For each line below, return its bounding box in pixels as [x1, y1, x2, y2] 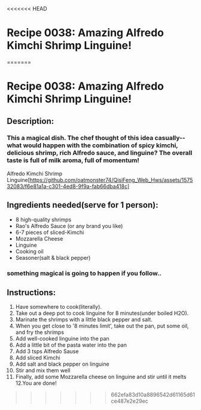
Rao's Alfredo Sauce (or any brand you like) [15, 222, 123, 229]
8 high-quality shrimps [15, 215, 72, 223]
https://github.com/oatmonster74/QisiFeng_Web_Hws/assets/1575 [29, 176, 193, 183]
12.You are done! [15, 379, 57, 387]
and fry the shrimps [15, 329, 65, 336]
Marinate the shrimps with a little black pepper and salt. [15, 316, 153, 323]
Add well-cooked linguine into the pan [15, 335, 109, 342]
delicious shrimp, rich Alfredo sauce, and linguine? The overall [7, 149, 193, 157]
